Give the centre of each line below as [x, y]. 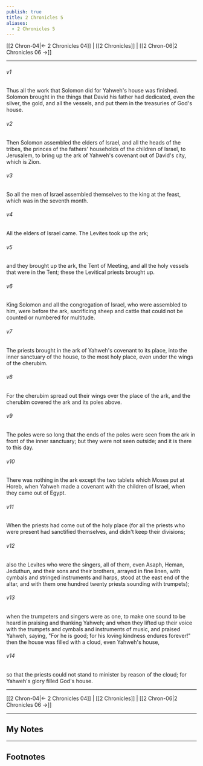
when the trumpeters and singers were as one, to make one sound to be [96, 616]
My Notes [25, 729]
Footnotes [26, 757]
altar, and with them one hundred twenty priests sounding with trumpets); [98, 583]
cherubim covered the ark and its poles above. [64, 402]
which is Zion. [24, 161]
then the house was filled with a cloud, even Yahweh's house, [83, 642]
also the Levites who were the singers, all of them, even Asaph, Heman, [95, 564]
